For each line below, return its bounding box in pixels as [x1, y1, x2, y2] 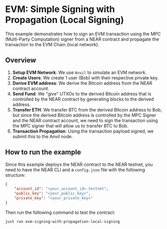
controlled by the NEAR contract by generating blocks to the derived [12, 96, 154, 102]
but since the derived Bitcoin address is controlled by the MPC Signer [12, 112, 156, 118]
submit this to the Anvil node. [12, 133, 73, 139]
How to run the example [5, 148, 81, 157]
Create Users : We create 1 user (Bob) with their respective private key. [12, 74, 159, 81]
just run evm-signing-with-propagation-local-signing [5, 219, 120, 224]
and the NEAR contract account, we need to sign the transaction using [12, 117, 158, 124]
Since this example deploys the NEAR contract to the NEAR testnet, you [5, 161, 153, 167]
